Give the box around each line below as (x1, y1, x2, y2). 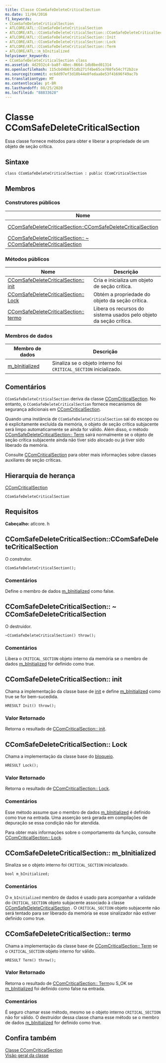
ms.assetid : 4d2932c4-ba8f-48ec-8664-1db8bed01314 (5, 62, 112, 67)
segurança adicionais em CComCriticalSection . (5, 406, 101, 412)
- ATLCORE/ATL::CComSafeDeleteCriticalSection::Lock (5, 40, 116, 45)
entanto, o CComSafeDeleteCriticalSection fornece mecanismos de (5, 401, 142, 407)
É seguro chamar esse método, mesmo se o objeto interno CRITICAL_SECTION (5, 1009, 161, 1015)
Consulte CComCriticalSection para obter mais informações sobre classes (5, 452, 157, 458)
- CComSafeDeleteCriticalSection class (5, 58, 87, 63)
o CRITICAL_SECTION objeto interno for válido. (5, 948, 96, 954)
